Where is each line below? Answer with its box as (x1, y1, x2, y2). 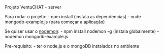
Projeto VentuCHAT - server (4, 4, 62, 10)
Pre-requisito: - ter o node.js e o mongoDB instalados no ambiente (4, 43, 139, 49)
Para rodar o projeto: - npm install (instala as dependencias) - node (4, 14, 141, 19)
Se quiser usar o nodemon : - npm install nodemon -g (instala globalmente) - (4, 28, 160, 34)
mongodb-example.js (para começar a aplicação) (4, 19, 105, 25)
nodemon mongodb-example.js (4, 34, 68, 39)
